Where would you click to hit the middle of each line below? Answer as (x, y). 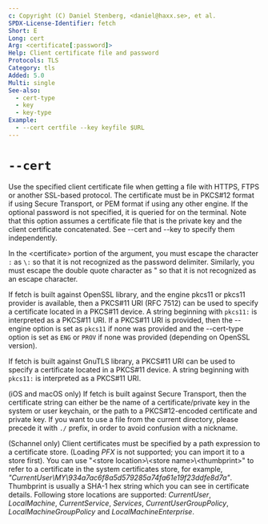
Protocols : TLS (34, 61)
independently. (33, 238)
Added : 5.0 (26, 75)
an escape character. (43, 278)
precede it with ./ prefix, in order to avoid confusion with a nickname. (123, 428)
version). (23, 345)
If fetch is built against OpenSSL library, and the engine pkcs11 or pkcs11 (127, 294)
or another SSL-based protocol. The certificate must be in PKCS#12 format (131, 195)
